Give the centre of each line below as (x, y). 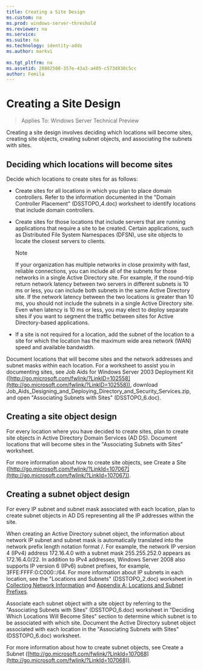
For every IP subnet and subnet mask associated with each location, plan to (101, 509)
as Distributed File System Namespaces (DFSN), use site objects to (99, 235)
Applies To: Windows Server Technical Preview (80, 121)
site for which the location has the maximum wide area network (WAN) (103, 341)
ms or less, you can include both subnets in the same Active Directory (102, 290)
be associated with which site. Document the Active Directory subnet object (101, 623)
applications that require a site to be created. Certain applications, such (104, 228)
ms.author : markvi (29, 52)
